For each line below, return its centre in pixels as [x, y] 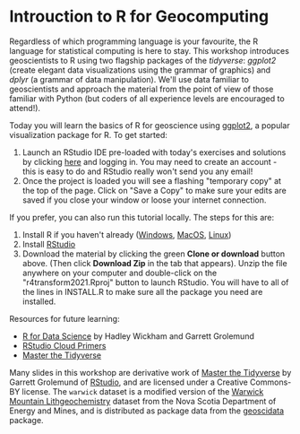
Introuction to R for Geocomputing [139, 17]
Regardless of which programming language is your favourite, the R [133, 41]
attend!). [25, 108]
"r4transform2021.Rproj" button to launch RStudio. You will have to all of [155, 282]
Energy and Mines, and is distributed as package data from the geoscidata [147, 411]
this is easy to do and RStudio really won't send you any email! [137, 171]
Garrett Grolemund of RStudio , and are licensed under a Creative [129, 382]
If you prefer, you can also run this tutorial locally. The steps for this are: [142, 217]
